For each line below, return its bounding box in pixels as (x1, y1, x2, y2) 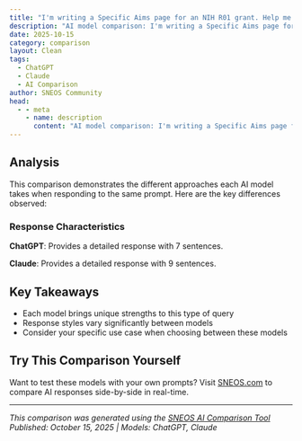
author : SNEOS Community (9, 88, 102, 97)
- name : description (25, 113, 102, 122)
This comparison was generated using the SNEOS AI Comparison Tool (9, 412, 271, 423)
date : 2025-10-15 (9, 30, 75, 39)
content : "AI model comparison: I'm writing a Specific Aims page (32, 122, 288, 131)
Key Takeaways (9, 284, 100, 299)
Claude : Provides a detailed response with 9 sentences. (9, 258, 217, 269)
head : (9, 96, 30, 106)
